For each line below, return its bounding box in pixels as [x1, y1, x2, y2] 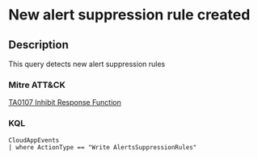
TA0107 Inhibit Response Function [8, 98, 121, 107]
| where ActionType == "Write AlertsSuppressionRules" [8, 143, 197, 151]
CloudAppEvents [8, 136, 60, 144]
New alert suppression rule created [8, 6, 251, 24]
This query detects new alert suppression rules [8, 59, 166, 69]
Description [8, 38, 69, 52]
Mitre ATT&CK [8, 79, 66, 90]
